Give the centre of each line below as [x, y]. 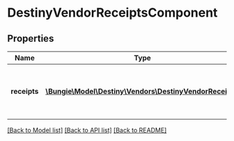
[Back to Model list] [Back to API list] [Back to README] [87, 130]
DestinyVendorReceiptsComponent [112, 13]
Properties [31, 39]
